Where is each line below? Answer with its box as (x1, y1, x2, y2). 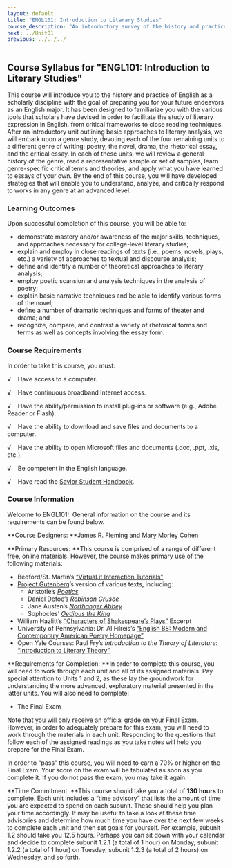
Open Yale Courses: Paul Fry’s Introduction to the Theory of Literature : (17, 638, 218, 647)
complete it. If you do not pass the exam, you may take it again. (7, 773, 188, 781)
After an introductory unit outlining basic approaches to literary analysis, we (7, 127, 223, 136)
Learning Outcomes (7, 204, 75, 213)
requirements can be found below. (7, 517, 105, 526)
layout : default (7, 10, 54, 17)
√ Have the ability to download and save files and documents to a (7, 422, 198, 431)
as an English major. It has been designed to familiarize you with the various (7, 105, 223, 114)
